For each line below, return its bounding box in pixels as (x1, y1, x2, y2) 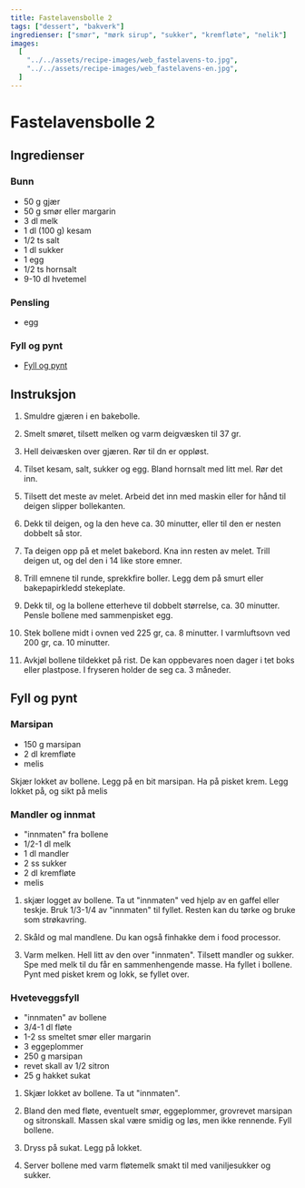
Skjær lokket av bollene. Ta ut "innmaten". (23, 1088, 181, 1099)
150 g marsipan (23, 738, 82, 749)
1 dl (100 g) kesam (23, 225, 92, 236)
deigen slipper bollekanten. (23, 501, 126, 512)
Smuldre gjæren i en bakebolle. (23, 411, 141, 421)
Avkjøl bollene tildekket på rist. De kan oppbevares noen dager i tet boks (23, 655, 295, 665)
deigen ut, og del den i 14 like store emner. (23, 555, 182, 566)
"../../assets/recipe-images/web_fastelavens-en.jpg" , (26, 65, 239, 74)
